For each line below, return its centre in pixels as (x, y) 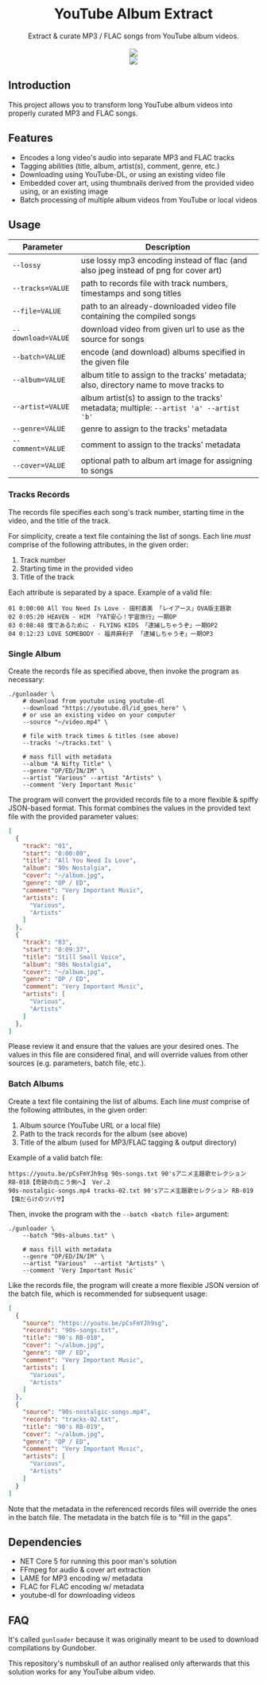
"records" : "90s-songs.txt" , (71, 1331)
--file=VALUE (37, 311)
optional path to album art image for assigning (166, 461)
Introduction (40, 86)
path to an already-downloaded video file (159, 306)
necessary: (27, 679)
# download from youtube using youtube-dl (94, 701)
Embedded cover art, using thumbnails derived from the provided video (137, 183)
